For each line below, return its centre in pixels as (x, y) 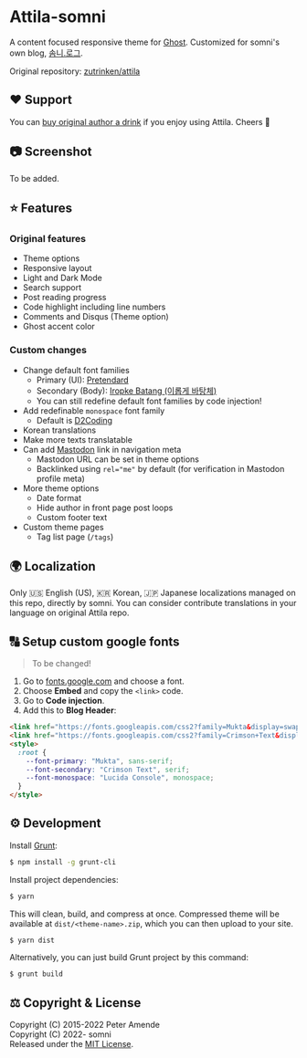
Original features (48, 238)
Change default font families (76, 370)
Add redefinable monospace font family (94, 410)
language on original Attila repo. (69, 613)
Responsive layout (57, 268)
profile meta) (60, 478)
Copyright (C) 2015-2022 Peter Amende (85, 1025)
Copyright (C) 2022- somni (60, 1034)
